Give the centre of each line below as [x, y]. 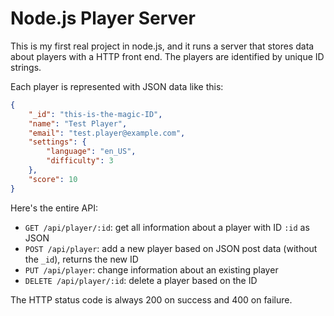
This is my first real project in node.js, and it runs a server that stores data [162, 46]
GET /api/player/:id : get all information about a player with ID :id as [167, 227]
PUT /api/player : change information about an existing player [151, 269]
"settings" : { [57, 142]
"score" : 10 [53, 179]
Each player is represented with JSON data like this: [117, 86]
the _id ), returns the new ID [81, 259]
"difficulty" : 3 [80, 161]
